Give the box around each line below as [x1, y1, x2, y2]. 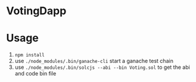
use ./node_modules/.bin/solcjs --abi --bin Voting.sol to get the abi [14, 64, 191, 71]
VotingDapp [6, 4, 67, 18]
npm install [14, 52, 45, 58]
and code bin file [14, 70, 57, 77]
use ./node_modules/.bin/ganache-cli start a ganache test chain [14, 58, 174, 65]
